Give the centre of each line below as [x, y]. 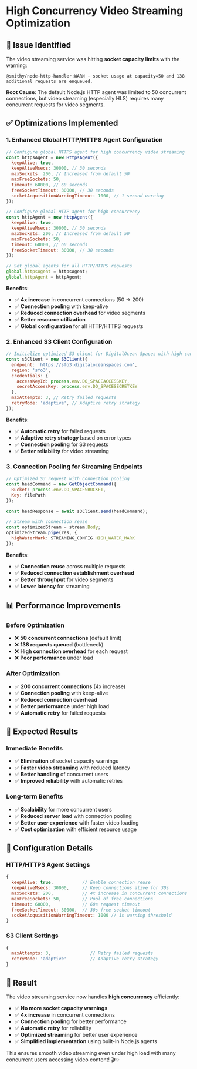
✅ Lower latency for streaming [52, 586]
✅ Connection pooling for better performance [71, 1021]
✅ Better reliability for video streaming [62, 451]
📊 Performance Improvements [64, 606]
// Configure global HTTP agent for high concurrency [73, 212]
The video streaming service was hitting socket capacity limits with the [93, 59]
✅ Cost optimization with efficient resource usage [76, 829]
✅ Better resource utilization [50, 319]
